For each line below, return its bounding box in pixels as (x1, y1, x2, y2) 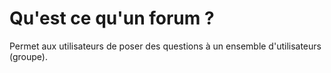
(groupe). (9, 50, 48, 62)
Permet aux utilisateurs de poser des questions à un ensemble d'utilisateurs (9, 40, 322, 52)
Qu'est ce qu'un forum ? (9, 7, 215, 30)
